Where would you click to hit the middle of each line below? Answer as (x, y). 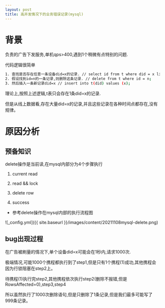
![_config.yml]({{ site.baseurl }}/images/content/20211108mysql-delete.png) (82, 223)
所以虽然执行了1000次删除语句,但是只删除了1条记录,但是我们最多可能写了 (79, 294)
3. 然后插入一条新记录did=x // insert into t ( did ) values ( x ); (68, 84)
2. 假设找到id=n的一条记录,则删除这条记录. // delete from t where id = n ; (78, 79)
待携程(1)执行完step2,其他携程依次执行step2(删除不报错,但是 (66, 279)
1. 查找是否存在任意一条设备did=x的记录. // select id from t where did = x (80, 74)
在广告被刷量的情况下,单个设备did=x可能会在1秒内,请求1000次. (68, 252)
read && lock (25, 183)
